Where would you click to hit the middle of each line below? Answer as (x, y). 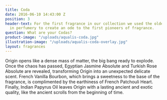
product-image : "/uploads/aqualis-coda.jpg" (52, 38)
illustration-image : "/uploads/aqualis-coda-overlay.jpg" (66, 42)
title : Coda (17, 10)
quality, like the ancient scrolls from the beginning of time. (65, 92)
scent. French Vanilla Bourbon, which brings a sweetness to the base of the (83, 76)
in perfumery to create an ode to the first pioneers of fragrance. (82, 28)
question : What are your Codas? (39, 33)
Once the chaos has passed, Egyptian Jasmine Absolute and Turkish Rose (81, 66)
